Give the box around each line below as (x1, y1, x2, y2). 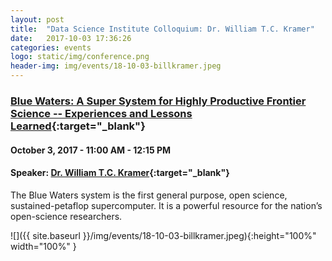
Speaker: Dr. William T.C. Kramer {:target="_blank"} (10, 167, 230, 179)
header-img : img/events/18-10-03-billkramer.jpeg (10, 61, 222, 71)
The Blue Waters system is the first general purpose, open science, (10, 189, 288, 201)
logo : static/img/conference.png (10, 52, 150, 62)
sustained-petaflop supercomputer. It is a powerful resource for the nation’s (10, 199, 323, 211)
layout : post (10, 14, 65, 25)
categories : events (10, 42, 92, 53)
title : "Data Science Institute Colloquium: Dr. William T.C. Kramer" (10, 24, 315, 34)
